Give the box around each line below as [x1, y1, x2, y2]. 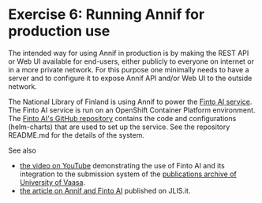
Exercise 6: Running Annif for [8, 6, 205, 24]
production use [8, 22, 110, 40]
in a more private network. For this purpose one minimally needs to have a [8, 65, 250, 74]
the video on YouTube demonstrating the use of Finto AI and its [19, 161, 225, 170]
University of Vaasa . [19, 177, 85, 186]
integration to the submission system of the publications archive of [19, 169, 237, 179]
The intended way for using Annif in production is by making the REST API [8, 48, 249, 57]
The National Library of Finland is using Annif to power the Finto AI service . [8, 97, 253, 106]
